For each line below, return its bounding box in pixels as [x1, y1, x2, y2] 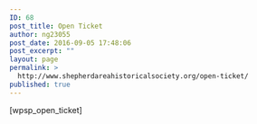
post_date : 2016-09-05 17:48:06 [9, 38, 131, 48]
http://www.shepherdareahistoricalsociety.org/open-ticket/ [17, 72, 249, 81]
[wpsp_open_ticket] [9, 104, 83, 115]
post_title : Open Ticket [9, 22, 103, 31]
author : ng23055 [9, 30, 71, 39]
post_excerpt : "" [9, 47, 75, 56]
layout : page [9, 55, 59, 64]
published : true [9, 80, 71, 89]
